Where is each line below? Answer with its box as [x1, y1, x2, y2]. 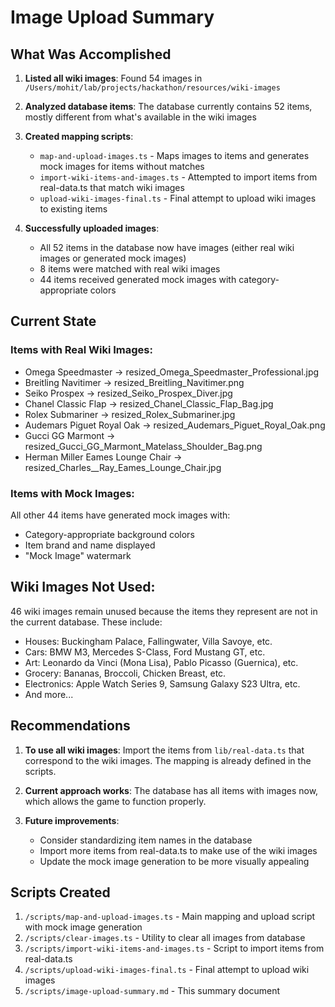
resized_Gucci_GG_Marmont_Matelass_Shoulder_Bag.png [24, 440, 263, 452]
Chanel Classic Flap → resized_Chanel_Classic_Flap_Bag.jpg [24, 397, 274, 410]
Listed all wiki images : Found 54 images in [24, 72, 203, 84]
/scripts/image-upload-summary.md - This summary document [24, 985, 281, 997]
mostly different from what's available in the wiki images [24, 111, 257, 123]
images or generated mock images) [39, 252, 187, 264]
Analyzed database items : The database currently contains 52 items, [24, 101, 313, 112]
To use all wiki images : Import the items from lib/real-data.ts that [24, 744, 305, 756]
